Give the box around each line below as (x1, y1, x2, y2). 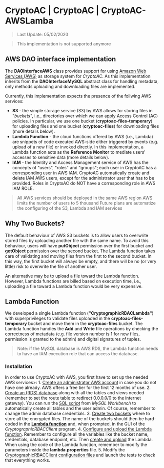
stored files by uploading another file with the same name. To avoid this (5, 237, 149, 244)
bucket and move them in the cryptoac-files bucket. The (28, 321, 143, 326)
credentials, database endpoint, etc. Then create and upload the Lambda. (5, 436, 153, 442)
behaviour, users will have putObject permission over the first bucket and (5, 243, 153, 248)
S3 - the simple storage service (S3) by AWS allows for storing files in (12, 107, 153, 113)
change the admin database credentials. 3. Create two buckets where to (5, 410, 150, 416)
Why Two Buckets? (5, 220, 65, 228)
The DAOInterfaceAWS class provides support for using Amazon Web (5, 68, 146, 74)
